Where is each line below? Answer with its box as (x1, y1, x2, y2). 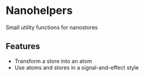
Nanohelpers (5, 4, 73, 18)
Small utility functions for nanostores (5, 24, 98, 31)
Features (5, 41, 40, 52)
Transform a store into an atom (14, 57, 93, 64)
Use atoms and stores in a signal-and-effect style (14, 64, 140, 71)
